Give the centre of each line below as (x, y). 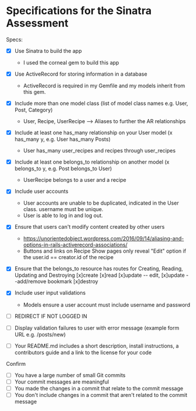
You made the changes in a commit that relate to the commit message (99, 388)
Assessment (37, 23)
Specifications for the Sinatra (79, 11)
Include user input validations (50, 293)
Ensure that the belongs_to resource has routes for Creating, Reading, (99, 269)
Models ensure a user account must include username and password (106, 305)
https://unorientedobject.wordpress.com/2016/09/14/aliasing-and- (104, 239)
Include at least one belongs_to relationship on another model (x (92, 162)
